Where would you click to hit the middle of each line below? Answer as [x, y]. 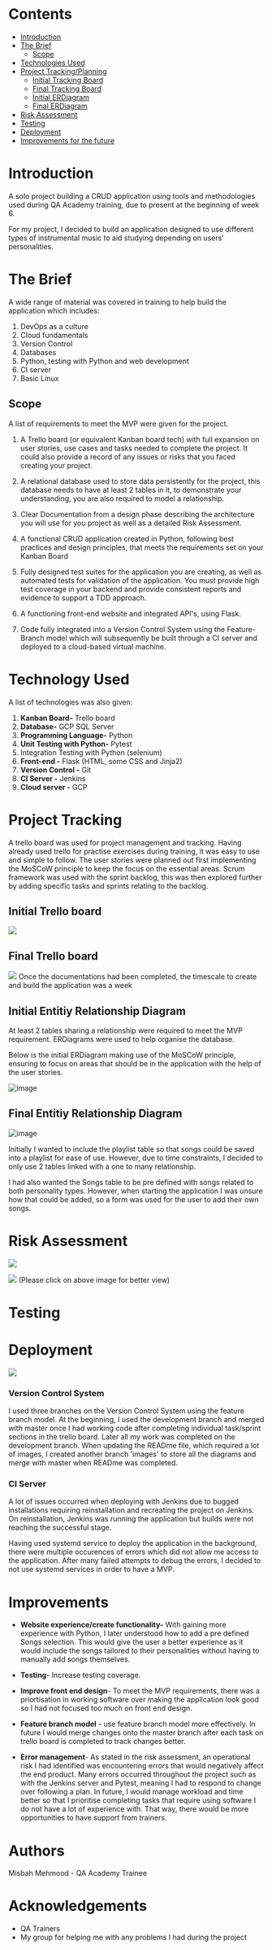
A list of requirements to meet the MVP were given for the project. [119, 424]
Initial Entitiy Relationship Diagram [97, 1011]
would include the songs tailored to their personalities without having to [140, 1651]
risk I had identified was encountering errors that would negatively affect [142, 1766]
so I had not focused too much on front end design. [106, 1708]
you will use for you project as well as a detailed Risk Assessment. [131, 523]
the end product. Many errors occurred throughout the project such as [138, 1774]
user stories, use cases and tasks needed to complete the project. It [134, 448]
